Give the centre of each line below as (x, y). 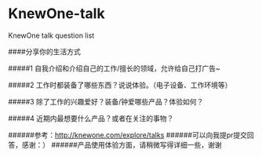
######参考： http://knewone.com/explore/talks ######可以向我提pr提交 (128, 135)
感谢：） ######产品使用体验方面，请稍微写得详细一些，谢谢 (122, 144)
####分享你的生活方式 (44, 51)
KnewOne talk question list (51, 35)
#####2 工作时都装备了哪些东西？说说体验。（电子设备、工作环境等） (120, 85)
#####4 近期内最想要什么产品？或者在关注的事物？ (91, 118)
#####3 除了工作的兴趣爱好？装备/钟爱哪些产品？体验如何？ (106, 101)
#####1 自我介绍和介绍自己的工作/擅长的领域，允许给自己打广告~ (115, 68)
